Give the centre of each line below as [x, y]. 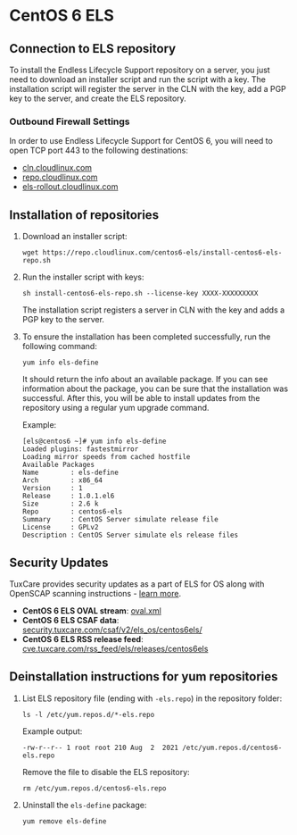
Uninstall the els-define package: [84, 805]
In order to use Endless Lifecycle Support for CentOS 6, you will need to [141, 141]
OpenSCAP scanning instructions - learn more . [95, 593]
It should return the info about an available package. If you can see [145, 380]
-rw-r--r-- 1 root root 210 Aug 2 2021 [100, 747]
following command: [60, 347]
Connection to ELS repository [93, 49]
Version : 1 [52, 488]
